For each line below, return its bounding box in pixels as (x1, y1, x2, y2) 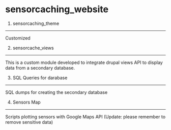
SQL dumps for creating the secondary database (5, 89, 108, 95)
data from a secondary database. (5, 64, 75, 71)
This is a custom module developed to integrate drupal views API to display (5, 59, 163, 66)
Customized (5, 35, 31, 41)
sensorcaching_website (5, 4, 108, 15)
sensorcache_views (12, 45, 54, 51)
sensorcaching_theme (12, 20, 60, 26)
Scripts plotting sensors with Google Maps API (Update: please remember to (5, 113, 166, 120)
